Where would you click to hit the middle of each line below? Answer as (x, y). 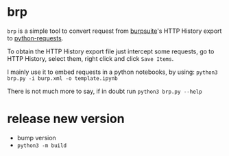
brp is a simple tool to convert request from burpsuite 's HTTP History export (114, 31)
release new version (66, 119)
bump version (36, 138)
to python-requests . (35, 38)
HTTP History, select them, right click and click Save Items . (91, 58)
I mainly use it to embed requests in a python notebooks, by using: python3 (112, 72)
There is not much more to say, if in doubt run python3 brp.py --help (105, 91)
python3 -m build (42, 145)
